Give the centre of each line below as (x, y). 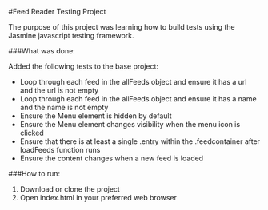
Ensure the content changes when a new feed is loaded (112, 158)
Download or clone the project (70, 189)
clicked (32, 133)
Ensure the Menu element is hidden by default (96, 116)
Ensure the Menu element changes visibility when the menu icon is (130, 124)
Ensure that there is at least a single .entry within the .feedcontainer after (140, 141)
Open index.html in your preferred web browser (98, 198)
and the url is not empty (59, 90)
